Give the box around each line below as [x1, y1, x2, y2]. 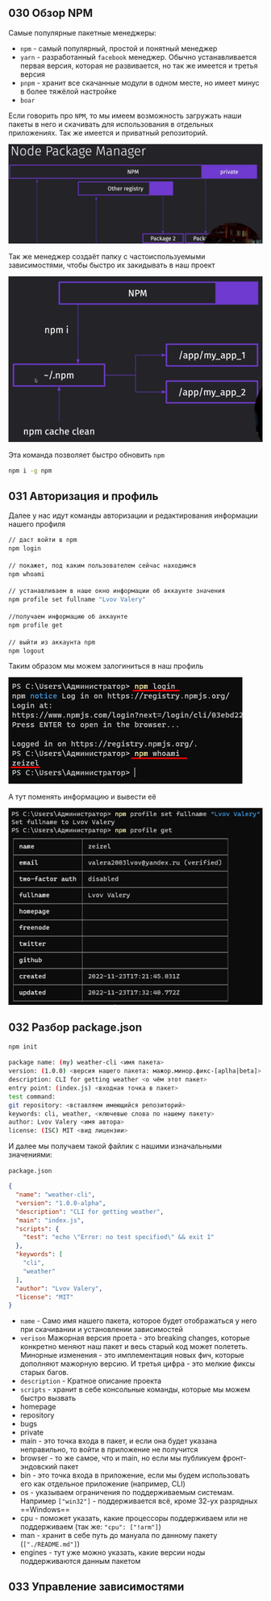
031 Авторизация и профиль [8, 489, 159, 503]
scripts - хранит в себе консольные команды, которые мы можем [19, 1385, 251, 1394]
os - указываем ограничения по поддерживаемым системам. [19, 1488, 235, 1498]
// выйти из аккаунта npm [8, 638, 95, 646]
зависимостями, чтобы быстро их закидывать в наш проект [8, 260, 215, 270]
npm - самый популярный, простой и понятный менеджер [19, 44, 218, 53]
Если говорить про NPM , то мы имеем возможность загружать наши [8, 111, 242, 120]
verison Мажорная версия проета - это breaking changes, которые [19, 1333, 250, 1343]
